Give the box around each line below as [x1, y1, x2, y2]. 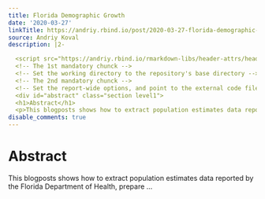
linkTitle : [8, 26, 44, 34]
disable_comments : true [8, 113, 87, 122]
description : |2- [8, 41, 65, 49]
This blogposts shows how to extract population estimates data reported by [8, 173, 254, 182]
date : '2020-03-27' [8, 19, 73, 27]
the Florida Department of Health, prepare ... [8, 182, 153, 191]
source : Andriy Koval [8, 33, 80, 42]
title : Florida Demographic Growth [8, 11, 125, 20]
